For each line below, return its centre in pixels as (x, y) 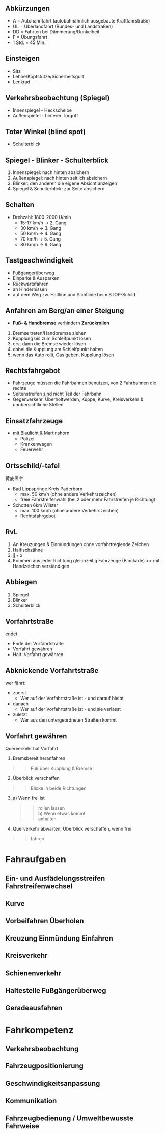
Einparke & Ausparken (36, 278)
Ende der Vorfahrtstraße (38, 644)
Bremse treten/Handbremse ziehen (49, 333)
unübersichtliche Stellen (38, 405)
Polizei (27, 439)
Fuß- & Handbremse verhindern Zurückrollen (61, 323)
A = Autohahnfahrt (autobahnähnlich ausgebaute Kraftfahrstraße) (81, 20)
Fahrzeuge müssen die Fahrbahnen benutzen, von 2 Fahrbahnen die (85, 383)
